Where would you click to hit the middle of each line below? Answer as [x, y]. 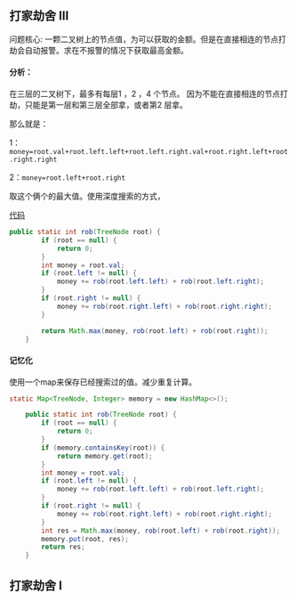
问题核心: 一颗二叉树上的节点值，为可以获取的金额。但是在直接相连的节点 [144, 39]
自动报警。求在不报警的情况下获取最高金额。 [106, 50]
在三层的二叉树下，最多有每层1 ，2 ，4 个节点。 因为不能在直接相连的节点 [145, 94]
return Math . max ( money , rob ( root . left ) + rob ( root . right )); [155, 331]
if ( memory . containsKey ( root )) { [103, 448]
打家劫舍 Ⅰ [36, 585]
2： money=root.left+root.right [68, 177]
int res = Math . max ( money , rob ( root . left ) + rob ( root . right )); [161, 531]
